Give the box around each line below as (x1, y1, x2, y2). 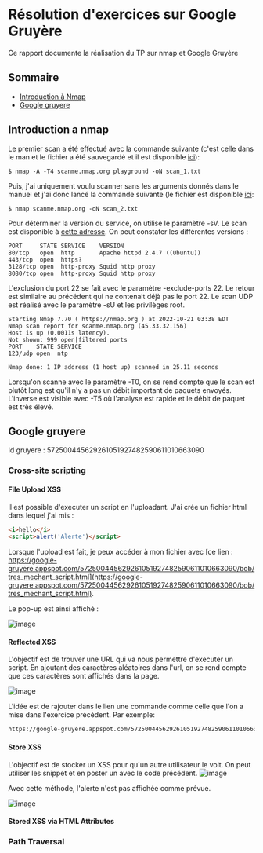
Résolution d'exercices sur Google (8, 5, 236, 24)
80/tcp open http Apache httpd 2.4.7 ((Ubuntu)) (8, 249, 201, 257)
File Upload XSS (8, 485, 61, 494)
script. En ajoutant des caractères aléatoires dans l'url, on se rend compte (8, 663, 247, 672)
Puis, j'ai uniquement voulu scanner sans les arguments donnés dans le (8, 181, 239, 190)
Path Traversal (8, 837, 65, 848)
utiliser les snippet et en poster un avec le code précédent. (8, 768, 198, 778)
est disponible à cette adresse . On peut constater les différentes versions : (8, 226, 249, 236)
